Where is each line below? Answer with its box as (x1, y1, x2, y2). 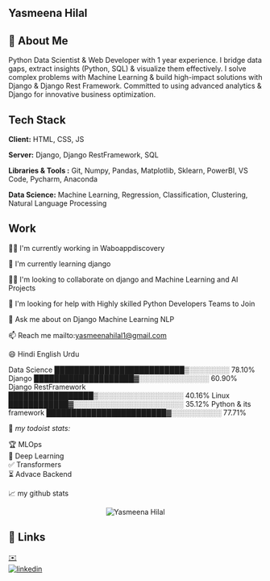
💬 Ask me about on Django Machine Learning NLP (8, 314, 175, 324)
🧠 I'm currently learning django (8, 258, 111, 269)
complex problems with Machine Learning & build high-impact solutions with (8, 73, 263, 82)
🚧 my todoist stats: (8, 423, 71, 433)
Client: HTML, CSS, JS (8, 135, 85, 144)
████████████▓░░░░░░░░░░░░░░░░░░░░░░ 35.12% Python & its (8, 399, 251, 408)
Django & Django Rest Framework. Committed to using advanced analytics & (8, 81, 262, 91)
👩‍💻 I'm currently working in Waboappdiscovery (8, 243, 165, 253)
